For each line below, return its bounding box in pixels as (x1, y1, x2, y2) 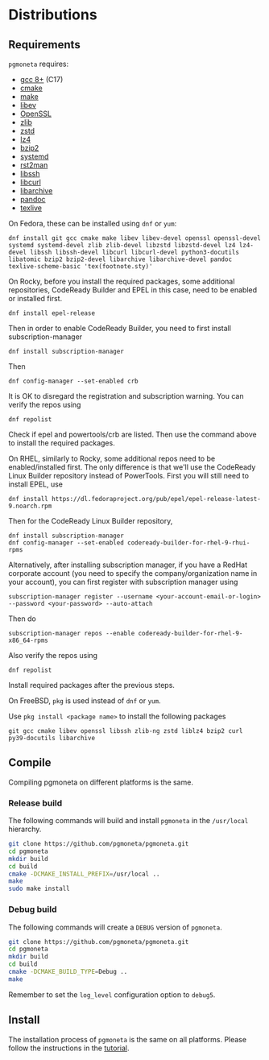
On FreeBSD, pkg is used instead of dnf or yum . (8, 696, 161, 706)
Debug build (8, 904, 57, 915)
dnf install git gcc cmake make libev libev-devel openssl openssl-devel (8, 234, 262, 242)
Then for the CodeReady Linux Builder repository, (8, 516, 173, 525)
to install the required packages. (8, 438, 115, 448)
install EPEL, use (8, 479, 63, 489)
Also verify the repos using (8, 651, 98, 660)
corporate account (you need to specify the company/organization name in (8, 569, 258, 578)
